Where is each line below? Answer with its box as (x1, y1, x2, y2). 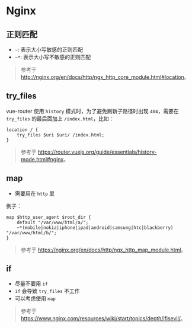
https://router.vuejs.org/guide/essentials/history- (37, 148, 157, 155)
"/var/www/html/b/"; (6, 230, 57, 235)
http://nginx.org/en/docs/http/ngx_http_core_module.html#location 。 (20, 74, 190, 81)
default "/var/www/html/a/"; (17, 219, 89, 225)
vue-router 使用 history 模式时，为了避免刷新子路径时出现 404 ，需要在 (6, 107, 179, 114)
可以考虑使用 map (14, 295, 56, 302)
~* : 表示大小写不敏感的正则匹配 (14, 53, 91, 60)
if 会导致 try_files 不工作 (14, 288, 80, 295)
